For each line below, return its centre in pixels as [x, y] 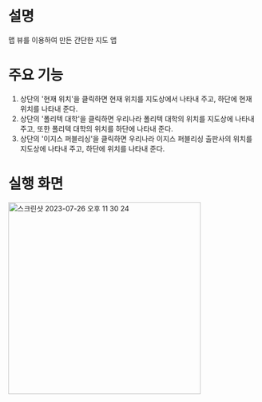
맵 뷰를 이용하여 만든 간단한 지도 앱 [63, 40]
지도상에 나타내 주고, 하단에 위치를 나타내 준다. [92, 148]
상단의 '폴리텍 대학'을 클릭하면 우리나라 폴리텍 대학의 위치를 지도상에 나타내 [137, 118]
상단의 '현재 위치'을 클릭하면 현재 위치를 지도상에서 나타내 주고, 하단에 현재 [136, 99]
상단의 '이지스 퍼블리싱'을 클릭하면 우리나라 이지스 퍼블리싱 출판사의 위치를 [136, 138]
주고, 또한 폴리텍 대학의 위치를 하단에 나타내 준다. [96, 128]
